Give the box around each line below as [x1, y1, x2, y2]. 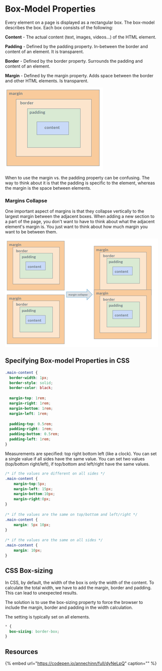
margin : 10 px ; [14, 548, 42, 553]
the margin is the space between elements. [5, 185, 91, 191]
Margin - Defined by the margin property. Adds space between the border [5, 72, 154, 78]
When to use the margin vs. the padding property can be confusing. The [5, 175, 150, 180]
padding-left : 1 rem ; [9, 437, 51, 442]
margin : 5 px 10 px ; [14, 522, 51, 527]
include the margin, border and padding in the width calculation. [5, 604, 133, 610]
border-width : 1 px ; [9, 375, 49, 380]
